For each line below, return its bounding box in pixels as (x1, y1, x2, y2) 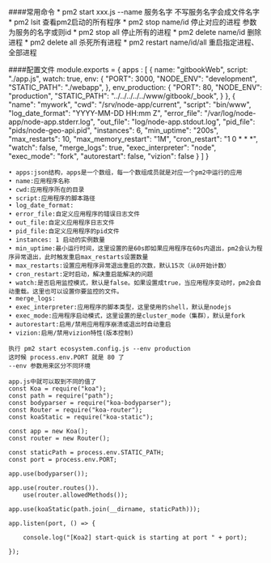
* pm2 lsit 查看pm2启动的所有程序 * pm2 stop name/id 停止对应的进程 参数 (8, 17, 257, 27)
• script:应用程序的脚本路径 (8, 194, 95, 203)
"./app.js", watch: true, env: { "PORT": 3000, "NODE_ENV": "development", (8, 74, 257, 83)
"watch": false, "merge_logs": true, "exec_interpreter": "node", (8, 143, 217, 152)
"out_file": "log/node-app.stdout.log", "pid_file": (96, 117, 256, 126)
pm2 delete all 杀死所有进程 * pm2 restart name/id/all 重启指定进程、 (29, 37, 259, 47)
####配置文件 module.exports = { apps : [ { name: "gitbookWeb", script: (8, 65, 248, 75)
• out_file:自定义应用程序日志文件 (8, 219, 115, 227)
